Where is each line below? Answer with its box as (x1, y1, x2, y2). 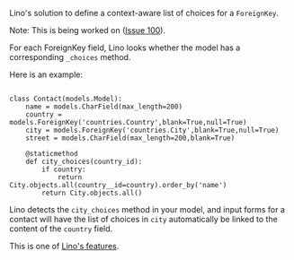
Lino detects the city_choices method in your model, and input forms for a (9, 204, 285, 214)
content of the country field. (9, 223, 113, 234)
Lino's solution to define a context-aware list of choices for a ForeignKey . (9, 8, 280, 18)
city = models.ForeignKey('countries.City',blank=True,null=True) (25, 126, 280, 134)
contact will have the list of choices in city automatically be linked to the (9, 214, 279, 224)
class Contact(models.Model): (9, 94, 123, 103)
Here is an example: (9, 69, 84, 80)
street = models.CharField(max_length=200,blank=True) (25, 134, 236, 143)
